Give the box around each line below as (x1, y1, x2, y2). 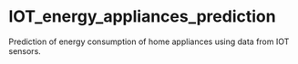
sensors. (8, 45, 42, 56)
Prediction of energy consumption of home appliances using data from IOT (8, 36, 290, 47)
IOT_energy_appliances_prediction (8, 6, 276, 27)
